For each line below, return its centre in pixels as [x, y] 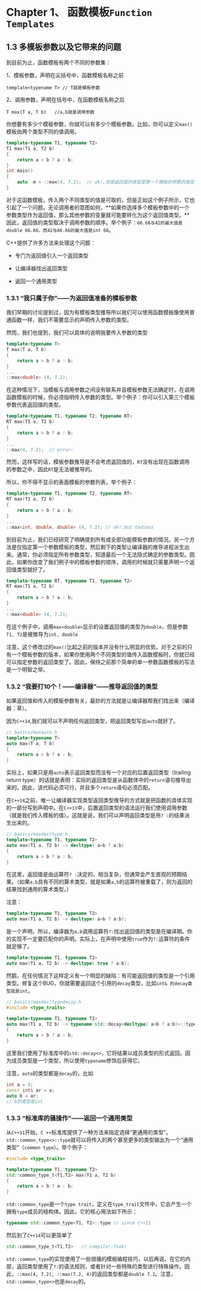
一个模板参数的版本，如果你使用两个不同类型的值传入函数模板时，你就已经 [103, 654]
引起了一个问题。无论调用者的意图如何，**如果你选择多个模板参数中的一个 [98, 207]
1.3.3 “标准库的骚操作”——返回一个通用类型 [69, 1118]
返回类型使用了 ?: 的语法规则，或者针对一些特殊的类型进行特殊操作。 [100, 1266]
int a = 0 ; [20, 1085]
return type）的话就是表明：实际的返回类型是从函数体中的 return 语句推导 [96, 780]
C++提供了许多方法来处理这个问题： [51, 243]
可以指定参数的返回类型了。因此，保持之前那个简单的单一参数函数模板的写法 [100, 662]
